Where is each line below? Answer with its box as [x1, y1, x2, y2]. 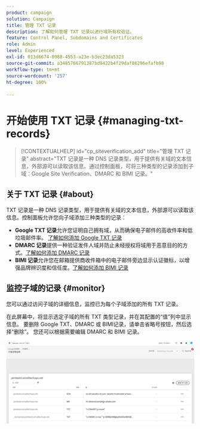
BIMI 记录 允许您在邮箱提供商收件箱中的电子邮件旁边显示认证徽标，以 [14, 256, 185, 264]
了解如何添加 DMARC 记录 [25, 249, 90, 256]
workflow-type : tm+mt [6, 67, 60, 72]
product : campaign [6, 10, 52, 16]
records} [6, 127, 51, 141]
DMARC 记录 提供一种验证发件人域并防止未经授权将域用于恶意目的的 [14, 241, 183, 249]
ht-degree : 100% [6, 79, 47, 85]
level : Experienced [6, 48, 55, 54]
